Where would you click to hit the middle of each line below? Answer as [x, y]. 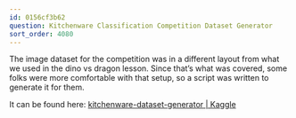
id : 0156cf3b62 [37, 17]
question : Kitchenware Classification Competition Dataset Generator [141, 26]
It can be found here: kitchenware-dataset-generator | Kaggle [123, 105]
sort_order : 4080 [41, 34]
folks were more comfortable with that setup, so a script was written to [139, 78]
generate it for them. [47, 87]
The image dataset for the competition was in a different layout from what [144, 59]
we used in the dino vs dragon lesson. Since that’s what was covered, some [148, 68]
